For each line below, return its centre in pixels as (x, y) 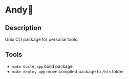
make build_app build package (42, 66)
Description (23, 28)
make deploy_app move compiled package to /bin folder (68, 71)
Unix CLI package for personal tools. (42, 39)
